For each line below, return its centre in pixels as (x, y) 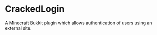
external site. (18, 28)
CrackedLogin (35, 9)
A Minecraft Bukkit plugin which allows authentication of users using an (78, 23)
